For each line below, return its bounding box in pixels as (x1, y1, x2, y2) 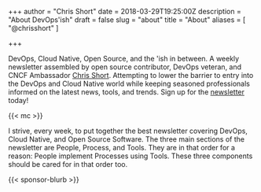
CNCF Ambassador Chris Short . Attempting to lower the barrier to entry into (8, 71, 254, 79)
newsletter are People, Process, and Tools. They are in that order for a (8, 143, 236, 152)
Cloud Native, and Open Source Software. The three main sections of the (8, 135, 245, 144)
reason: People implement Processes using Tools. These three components (8, 151, 253, 161)
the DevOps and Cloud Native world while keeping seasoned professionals (8, 79, 250, 88)
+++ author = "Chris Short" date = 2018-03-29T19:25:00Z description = (8, 7, 241, 16)
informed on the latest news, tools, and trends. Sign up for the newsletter (8, 87, 245, 97)
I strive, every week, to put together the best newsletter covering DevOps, (8, 126, 248, 135)
